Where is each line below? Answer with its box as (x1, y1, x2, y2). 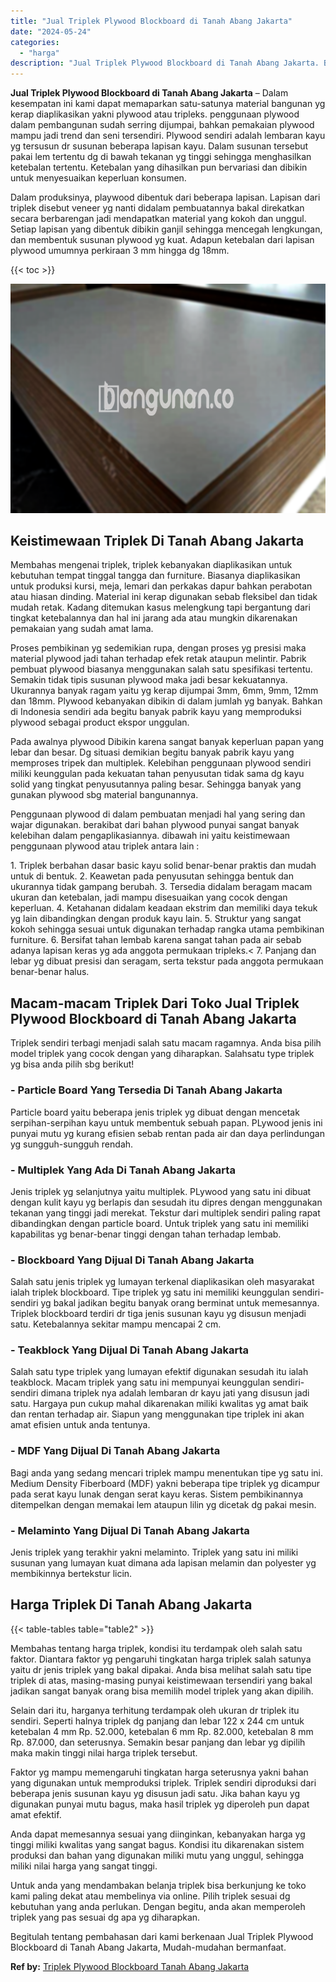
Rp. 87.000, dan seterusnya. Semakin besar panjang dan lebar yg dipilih (10, 1736, 306, 1748)
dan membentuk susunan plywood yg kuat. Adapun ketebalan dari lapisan (10, 234, 315, 246)
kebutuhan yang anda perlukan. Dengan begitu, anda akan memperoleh (10, 1900, 306, 1912)
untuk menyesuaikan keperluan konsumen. (10, 172, 187, 184)
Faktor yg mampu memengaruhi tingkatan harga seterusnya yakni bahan (10, 1766, 309, 1778)
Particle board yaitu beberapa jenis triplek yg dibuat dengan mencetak (10, 1106, 300, 1118)
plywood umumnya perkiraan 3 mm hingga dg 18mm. (10, 245, 230, 257)
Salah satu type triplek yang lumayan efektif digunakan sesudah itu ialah (10, 1366, 309, 1378)
